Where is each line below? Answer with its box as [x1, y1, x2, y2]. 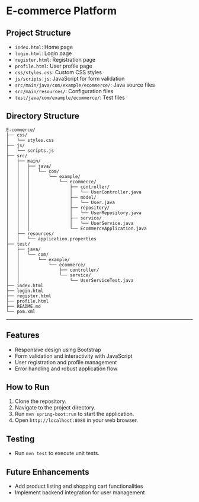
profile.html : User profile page [14, 62, 93, 69]
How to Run [6, 382, 50, 392]
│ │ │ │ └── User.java [6, 199, 115, 205]
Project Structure [6, 28, 71, 38]
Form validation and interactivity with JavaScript [14, 352, 133, 360]
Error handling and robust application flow [14, 365, 118, 372]
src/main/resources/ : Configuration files [14, 88, 114, 94]
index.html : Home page [14, 43, 73, 50]
